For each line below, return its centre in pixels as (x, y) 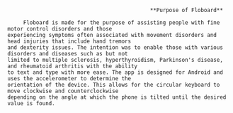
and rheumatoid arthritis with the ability (73, 66)
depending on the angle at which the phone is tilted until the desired (117, 97)
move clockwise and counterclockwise (63, 91)
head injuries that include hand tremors (69, 41)
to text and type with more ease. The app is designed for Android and (115, 72)
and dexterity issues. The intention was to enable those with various (115, 48)
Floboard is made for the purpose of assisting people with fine (121, 23)
